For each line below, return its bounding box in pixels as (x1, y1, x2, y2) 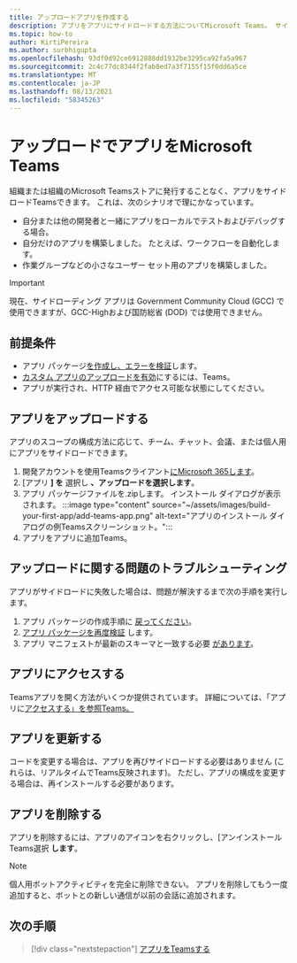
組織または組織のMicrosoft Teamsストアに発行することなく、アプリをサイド (9, 186, 287, 196)
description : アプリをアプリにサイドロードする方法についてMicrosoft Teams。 (9, 21, 271, 30)
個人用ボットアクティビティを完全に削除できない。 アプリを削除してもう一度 (9, 879, 289, 890)
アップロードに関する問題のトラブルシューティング (9, 561, 287, 576)
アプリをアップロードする (9, 411, 148, 426)
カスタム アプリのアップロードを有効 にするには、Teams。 (21, 372, 235, 382)
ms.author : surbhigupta (9, 46, 97, 55)
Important (9, 278, 45, 289)
